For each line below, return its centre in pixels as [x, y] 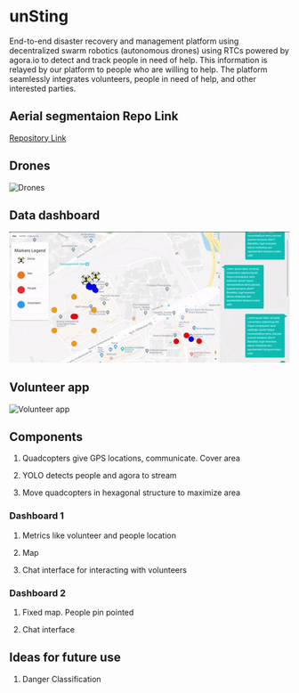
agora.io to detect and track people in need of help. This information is [138, 60]
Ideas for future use [65, 658]
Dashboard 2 [38, 592]
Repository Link [38, 138]
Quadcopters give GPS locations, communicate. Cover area [131, 458]
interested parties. [43, 88]
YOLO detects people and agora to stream [99, 476]
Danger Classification [61, 679]
